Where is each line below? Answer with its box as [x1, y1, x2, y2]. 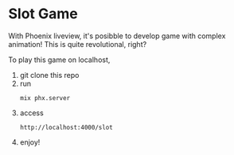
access [19, 108, 44, 118]
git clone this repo [19, 70, 80, 79]
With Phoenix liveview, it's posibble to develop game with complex [8, 31, 226, 41]
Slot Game [8, 5, 78, 23]
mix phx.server [19, 94, 71, 102]
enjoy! [19, 137, 41, 147]
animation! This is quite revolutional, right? [8, 39, 147, 48]
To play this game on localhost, [8, 55, 111, 64]
